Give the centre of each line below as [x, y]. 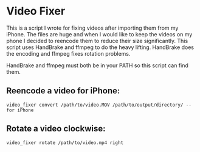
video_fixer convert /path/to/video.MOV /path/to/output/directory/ [95, 105]
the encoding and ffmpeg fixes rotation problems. [68, 53]
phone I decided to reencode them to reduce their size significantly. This [97, 41]
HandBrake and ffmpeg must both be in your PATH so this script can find [97, 65]
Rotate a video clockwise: [56, 129]
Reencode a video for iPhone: [63, 91]
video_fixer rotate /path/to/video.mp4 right [65, 143]
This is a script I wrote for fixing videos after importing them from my [92, 28]
